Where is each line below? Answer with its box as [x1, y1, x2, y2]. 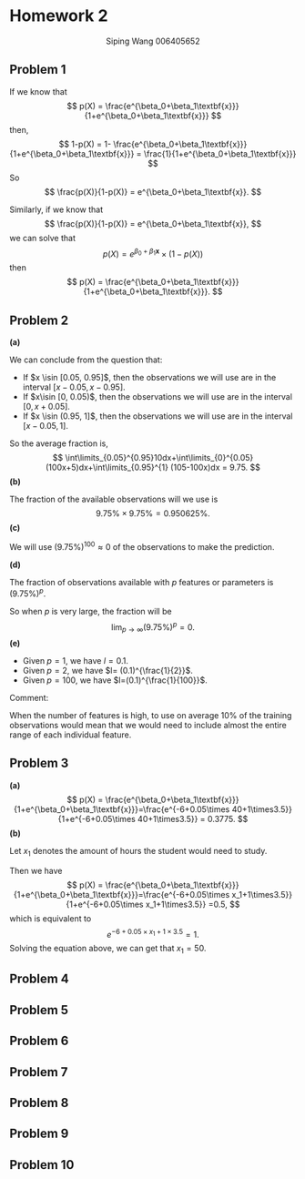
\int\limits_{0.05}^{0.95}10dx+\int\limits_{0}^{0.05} [65, 452, 254, 463]
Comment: [9, 692, 49, 703]
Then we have [9, 865, 63, 876]
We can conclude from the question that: [9, 354, 163, 365]
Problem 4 [9, 971, 70, 987]
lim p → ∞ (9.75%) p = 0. [110, 620, 196, 634]
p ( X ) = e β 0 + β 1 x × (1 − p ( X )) [102, 247, 204, 259]
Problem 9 [9, 1126, 69, 1142]
